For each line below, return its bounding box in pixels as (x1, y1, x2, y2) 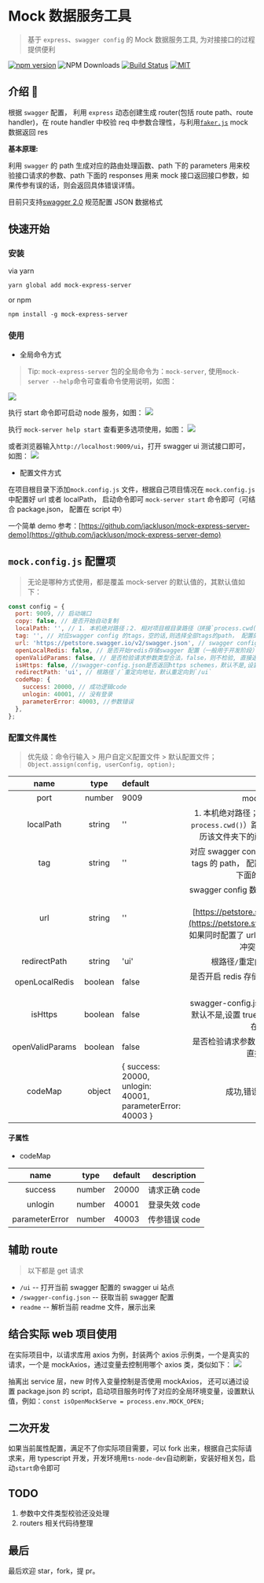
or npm (8, 295, 31, 305)
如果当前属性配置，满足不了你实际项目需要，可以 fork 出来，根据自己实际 (8, 1444, 246, 1453)
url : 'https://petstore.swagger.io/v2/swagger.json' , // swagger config (15, 639, 258, 647)
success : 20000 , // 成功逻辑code (22, 683, 127, 691)
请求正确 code (148, 1184, 200, 1196)
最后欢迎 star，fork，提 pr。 (8, 1566, 100, 1576)
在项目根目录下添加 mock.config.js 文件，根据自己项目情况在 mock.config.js (8, 484, 255, 494)
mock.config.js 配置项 (8, 554, 116, 568)
